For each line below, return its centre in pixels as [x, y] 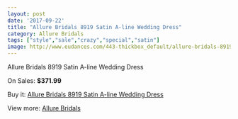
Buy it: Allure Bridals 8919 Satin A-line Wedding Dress [86, 94]
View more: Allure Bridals [44, 108]
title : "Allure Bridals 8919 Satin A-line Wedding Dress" [95, 27]
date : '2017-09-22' [36, 21]
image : [17, 47]
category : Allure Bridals [45, 34]
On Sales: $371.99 [34, 81]
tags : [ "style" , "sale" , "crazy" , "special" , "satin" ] [84, 40]
